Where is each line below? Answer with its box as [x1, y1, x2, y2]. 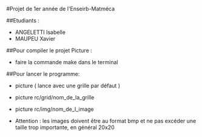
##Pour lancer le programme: [6, 70, 80, 78]
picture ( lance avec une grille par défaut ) [15, 82, 120, 89]
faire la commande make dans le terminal [15, 59, 118, 65]
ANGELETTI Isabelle [15, 28, 66, 36]
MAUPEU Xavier [15, 35, 56, 42]
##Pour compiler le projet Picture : [6, 47, 92, 54]
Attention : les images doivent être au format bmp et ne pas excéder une [15, 118, 197, 124]
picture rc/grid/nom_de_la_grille [15, 94, 95, 101]
